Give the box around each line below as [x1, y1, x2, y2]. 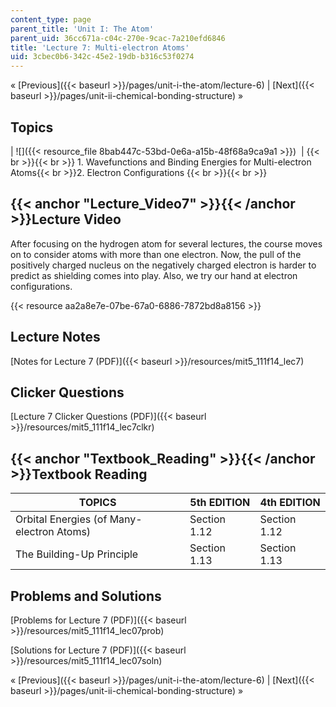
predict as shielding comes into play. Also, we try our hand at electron [10, 269, 298, 281]
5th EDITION [189, 496, 251, 510]
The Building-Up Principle [15, 547, 139, 561]
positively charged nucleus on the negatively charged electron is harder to [10, 259, 317, 271]
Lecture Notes [10, 329, 101, 346]
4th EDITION [259, 496, 321, 510]
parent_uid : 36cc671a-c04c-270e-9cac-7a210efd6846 [10, 33, 226, 43]
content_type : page [10, 14, 92, 25]
